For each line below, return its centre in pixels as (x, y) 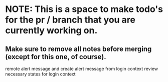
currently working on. (51, 30)
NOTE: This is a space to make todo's (84, 9)
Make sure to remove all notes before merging (78, 49)
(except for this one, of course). (56, 57)
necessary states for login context (41, 74)
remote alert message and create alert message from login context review (81, 69)
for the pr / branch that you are (70, 20)
